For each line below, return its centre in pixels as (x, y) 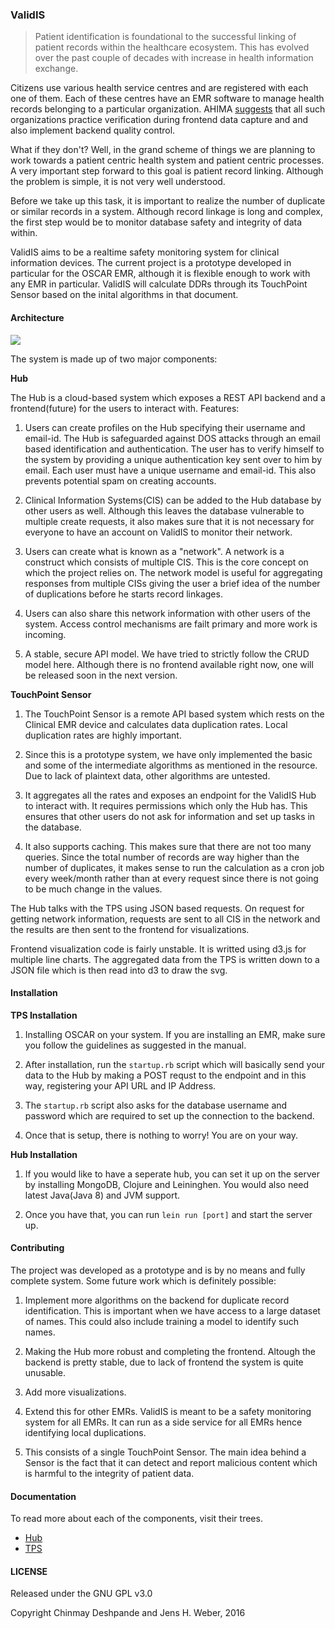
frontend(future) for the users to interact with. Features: (125, 408)
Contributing (37, 1248)
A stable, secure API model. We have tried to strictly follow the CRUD (167, 654)
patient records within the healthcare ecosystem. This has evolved (172, 47)
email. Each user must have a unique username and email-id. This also (170, 470)
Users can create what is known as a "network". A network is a (154, 551)
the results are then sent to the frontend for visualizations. (130, 929)
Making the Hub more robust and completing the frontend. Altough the (170, 1351)
